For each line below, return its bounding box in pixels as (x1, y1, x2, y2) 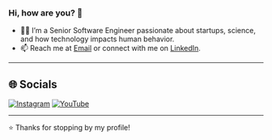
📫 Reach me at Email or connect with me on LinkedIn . (19, 44, 201, 53)
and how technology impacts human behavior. (19, 34, 175, 44)
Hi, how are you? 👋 (8, 7, 83, 19)
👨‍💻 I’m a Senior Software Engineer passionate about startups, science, (19, 26, 257, 36)
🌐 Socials (8, 77, 58, 91)
